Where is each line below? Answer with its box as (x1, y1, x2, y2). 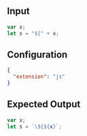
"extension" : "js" (13, 73, 66, 81)
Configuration (7, 49, 68, 60)
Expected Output (7, 98, 81, 110)
